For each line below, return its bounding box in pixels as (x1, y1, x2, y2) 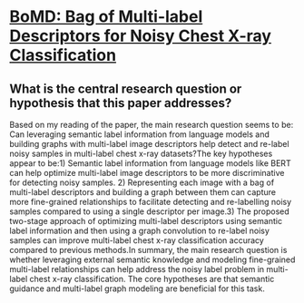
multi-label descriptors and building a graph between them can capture (9, 187, 277, 197)
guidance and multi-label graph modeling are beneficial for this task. (9, 283, 265, 294)
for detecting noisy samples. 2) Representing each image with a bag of (9, 177, 275, 188)
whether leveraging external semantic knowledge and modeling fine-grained (9, 254, 296, 265)
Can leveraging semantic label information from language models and (9, 129, 270, 140)
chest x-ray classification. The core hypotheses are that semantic (29, 274, 275, 284)
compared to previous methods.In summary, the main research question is (9, 245, 288, 255)
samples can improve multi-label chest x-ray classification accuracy (9, 235, 265, 246)
